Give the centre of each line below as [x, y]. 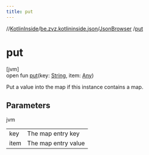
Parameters [28, 105]
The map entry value [56, 143]
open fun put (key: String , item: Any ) [50, 75]
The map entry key [53, 134]
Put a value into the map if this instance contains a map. [75, 87]
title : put [20, 12]
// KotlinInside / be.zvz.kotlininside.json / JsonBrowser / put [75, 29]
